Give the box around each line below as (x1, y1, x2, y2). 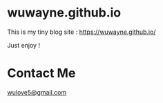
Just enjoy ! (7, 41, 40, 49)
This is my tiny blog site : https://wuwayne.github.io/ (7, 28, 156, 36)
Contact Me (7, 66, 76, 81)
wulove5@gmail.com (7, 88, 67, 96)
